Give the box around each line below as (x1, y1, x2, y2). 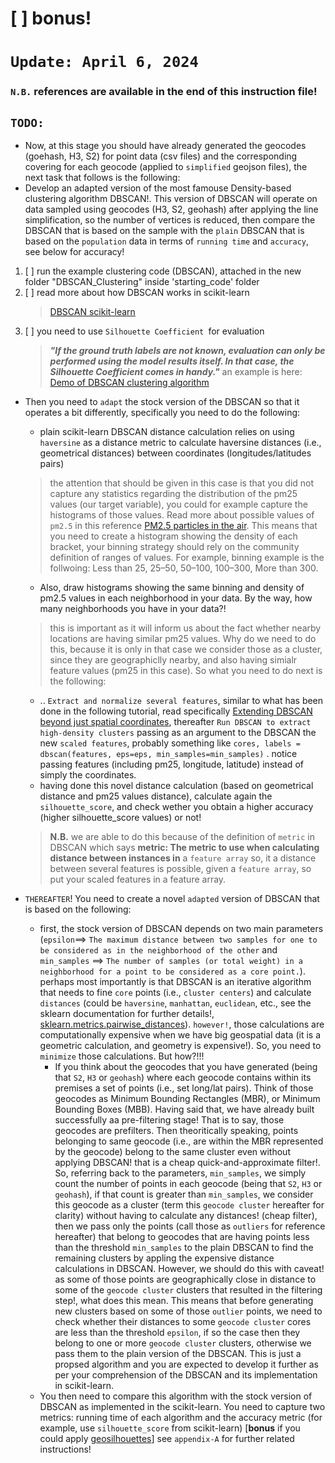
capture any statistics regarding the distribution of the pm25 (49, 488, 298, 500)
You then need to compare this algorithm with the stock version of (39, 1390, 313, 1402)
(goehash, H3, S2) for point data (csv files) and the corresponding (24, 150, 298, 162)
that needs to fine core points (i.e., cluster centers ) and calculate (39, 987, 312, 999)
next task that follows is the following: (24, 172, 181, 184)
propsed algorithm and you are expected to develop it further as (54, 1358, 319, 1371)
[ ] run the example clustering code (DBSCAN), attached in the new (24, 265, 302, 277)
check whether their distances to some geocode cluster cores (54, 1316, 312, 1328)
